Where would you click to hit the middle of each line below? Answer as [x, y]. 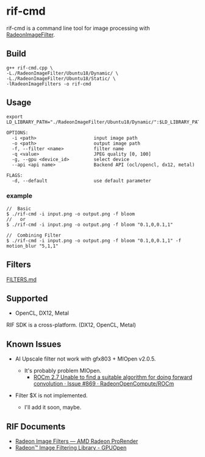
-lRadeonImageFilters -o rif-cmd [49, 84]
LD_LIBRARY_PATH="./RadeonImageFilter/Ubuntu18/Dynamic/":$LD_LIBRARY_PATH [105, 122]
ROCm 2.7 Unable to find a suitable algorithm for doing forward [113, 377]
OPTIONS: [17, 132]
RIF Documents [36, 426]
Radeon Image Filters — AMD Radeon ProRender [77, 441]
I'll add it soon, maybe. [53, 408]
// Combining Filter [34, 235]
